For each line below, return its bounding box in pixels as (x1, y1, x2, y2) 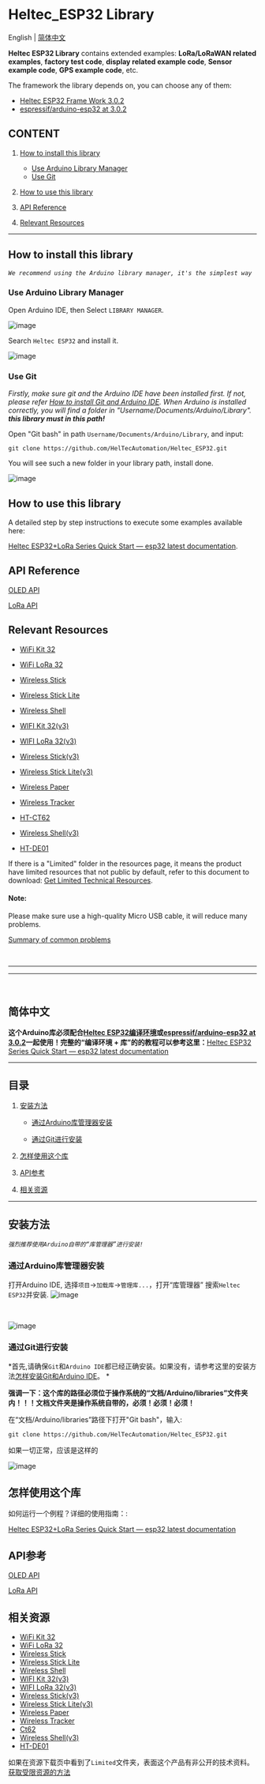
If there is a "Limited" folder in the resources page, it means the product (8, 859, 242, 868)
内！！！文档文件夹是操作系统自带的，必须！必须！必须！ (8, 1398, 195, 1407)
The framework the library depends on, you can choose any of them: (8, 81, 233, 90)
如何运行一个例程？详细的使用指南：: (8, 1508, 129, 1518)
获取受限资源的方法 (8, 1767, 71, 1777)
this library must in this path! (8, 414, 105, 423)
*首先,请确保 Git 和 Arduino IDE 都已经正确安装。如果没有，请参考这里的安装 (8, 1361, 250, 1371)
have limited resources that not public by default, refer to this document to (8, 867, 250, 876)
